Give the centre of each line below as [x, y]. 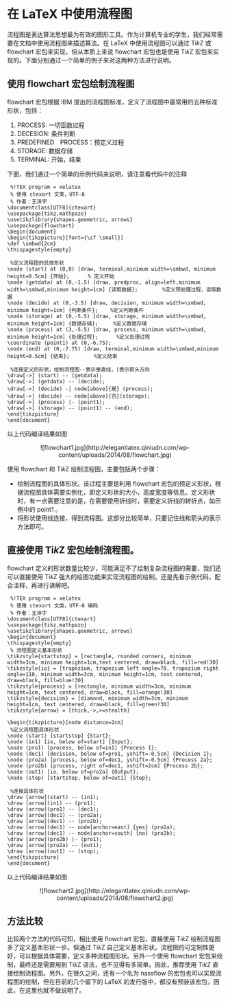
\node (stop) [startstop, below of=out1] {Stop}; [79, 778]
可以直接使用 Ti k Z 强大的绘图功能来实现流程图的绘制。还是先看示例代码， [111, 576]
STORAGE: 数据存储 [45, 150]
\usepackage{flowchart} [41, 225]
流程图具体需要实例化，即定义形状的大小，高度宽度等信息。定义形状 [119, 492]
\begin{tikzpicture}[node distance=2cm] [66, 722]
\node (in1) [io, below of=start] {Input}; [70, 742]
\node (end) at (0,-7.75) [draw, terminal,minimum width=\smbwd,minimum [113, 349]
